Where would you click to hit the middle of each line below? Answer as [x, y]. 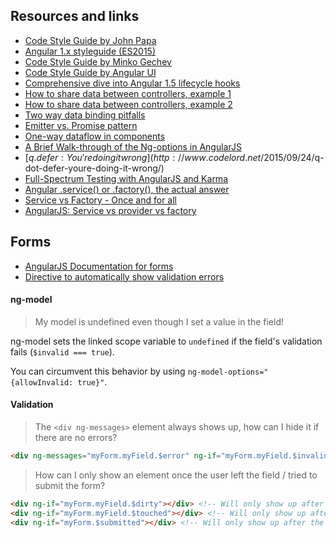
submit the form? [70, 485]
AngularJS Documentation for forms [99, 266]
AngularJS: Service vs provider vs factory [110, 210]
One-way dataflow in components [95, 136]
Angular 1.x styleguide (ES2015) [90, 51]
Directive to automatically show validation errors [124, 276]
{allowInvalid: [42, 382]
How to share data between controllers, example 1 [128, 93]
